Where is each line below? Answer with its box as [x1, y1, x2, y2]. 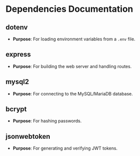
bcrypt [5, 105, 27, 114]
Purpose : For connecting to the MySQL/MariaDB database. [12, 91, 133, 96]
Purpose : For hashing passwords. [12, 118, 82, 124]
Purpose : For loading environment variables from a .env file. [12, 36, 136, 42]
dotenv [5, 23, 28, 31]
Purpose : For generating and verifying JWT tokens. [12, 145, 118, 151]
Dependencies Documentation [5, 3, 134, 15]
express [5, 50, 31, 59]
